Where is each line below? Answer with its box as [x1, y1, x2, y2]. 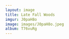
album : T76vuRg [5, 26, 37, 31]
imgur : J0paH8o [5, 17, 37, 22]
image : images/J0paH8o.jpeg [5, 21, 64, 27]
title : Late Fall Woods [5, 12, 55, 17]
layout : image [5, 7, 35, 13]
